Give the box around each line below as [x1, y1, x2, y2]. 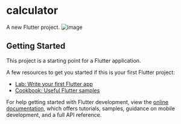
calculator [6, 4, 59, 17]
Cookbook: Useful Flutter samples [14, 87, 100, 94]
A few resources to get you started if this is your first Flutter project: [6, 69, 175, 76]
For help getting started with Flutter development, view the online [6, 98, 169, 105]
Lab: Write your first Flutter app [14, 80, 94, 87]
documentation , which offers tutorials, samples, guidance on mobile [6, 105, 175, 112]
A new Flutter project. [6, 23, 60, 31]
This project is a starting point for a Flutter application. [6, 57, 141, 64]
